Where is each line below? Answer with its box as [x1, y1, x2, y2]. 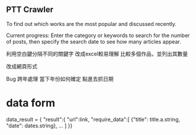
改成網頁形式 [6, 62, 37, 70]
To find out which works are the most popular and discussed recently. [6, 20, 176, 27]
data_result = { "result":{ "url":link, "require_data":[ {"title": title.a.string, [6, 116, 181, 123]
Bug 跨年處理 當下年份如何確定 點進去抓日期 [6, 75, 114, 82]
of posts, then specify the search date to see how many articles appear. [6, 38, 182, 45]
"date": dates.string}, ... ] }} [6, 122, 73, 129]
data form [6, 97, 56, 110]
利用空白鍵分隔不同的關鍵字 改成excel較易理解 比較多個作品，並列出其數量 [6, 50, 188, 57]
